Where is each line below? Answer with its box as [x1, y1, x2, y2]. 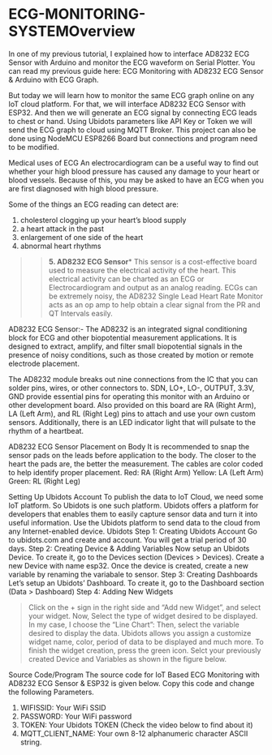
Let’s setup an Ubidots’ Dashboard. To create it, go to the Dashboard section [8, 577, 265, 588]
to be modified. [8, 142, 59, 152]
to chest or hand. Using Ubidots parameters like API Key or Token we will [8, 116, 253, 126]
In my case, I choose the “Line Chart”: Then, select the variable [28, 620, 240, 629]
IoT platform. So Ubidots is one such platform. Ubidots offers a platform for [8, 500, 259, 510]
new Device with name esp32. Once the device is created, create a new [8, 560, 249, 570]
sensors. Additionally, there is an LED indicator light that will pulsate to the [8, 417, 256, 427]
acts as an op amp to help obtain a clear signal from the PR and [48, 299, 261, 309]
